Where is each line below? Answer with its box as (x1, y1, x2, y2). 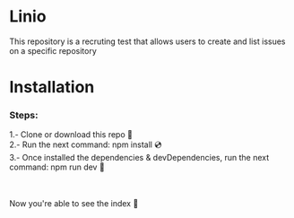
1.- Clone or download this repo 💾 (9, 129, 133, 140)
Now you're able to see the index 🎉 (9, 198, 139, 209)
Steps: (9, 109, 39, 122)
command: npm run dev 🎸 (9, 161, 105, 172)
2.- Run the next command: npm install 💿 (9, 139, 162, 150)
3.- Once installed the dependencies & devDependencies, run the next (9, 153, 270, 163)
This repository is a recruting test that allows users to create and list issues (9, 36, 286, 47)
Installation (9, 77, 95, 98)
